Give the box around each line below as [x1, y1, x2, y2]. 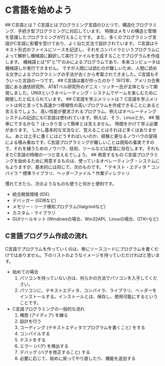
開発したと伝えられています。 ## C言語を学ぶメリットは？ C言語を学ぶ [5, 96, 150, 102]
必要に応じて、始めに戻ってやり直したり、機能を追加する [19, 355, 136, 361]
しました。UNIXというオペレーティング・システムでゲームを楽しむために [9, 90, 158, 95]
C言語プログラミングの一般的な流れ [12, 306, 85, 312]
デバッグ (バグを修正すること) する [19, 349, 90, 355]
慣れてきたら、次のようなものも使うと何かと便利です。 [5, 181, 117, 186]
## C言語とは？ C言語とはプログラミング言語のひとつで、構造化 [5, 22, 135, 28]
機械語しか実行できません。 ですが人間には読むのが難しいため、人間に [5, 65, 149, 71]
